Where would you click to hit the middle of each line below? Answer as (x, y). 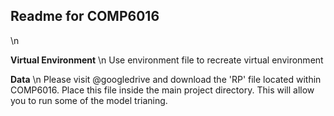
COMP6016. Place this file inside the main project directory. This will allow (162, 90)
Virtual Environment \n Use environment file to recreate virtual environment (167, 60)
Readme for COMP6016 (85, 16)
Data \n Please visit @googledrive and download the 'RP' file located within (166, 79)
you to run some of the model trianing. (89, 100)
